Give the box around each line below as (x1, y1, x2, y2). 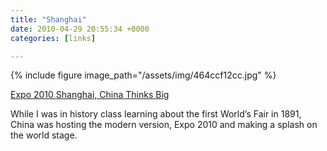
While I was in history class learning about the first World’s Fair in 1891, (10, 108, 302, 120)
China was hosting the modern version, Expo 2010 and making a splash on (10, 119, 318, 131)
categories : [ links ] (10, 33, 97, 43)
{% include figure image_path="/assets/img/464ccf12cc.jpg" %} (10, 69, 277, 81)
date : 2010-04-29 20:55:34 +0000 (10, 24, 150, 34)
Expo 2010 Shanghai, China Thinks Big (10, 89, 170, 101)
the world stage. (10, 129, 78, 141)
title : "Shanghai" (10, 14, 87, 25)
